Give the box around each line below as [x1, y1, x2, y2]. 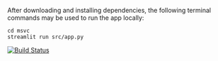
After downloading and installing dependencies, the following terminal [7, 6, 211, 14]
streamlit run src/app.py [7, 33, 84, 40]
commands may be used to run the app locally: [7, 13, 144, 22]
